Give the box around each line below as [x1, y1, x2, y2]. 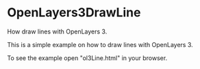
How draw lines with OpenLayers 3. [7, 27, 108, 36]
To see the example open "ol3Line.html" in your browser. [7, 53, 168, 62]
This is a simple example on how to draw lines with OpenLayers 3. [7, 40, 193, 49]
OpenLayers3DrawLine [7, 5, 141, 20]
